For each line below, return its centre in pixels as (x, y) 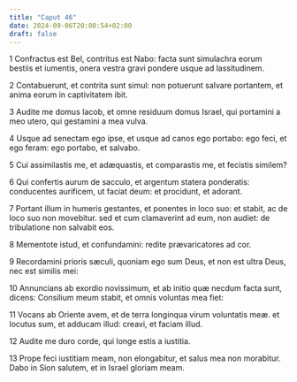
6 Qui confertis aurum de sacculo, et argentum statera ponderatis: (129, 182)
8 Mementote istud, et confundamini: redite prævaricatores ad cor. (130, 245)
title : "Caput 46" (43, 17)
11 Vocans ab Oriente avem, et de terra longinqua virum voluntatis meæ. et (145, 315)
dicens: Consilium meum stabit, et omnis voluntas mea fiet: (116, 298)
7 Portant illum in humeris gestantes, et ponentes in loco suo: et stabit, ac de (148, 209)
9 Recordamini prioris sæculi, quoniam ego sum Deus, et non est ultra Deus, (148, 262)
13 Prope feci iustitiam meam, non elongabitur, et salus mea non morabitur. (145, 358)
